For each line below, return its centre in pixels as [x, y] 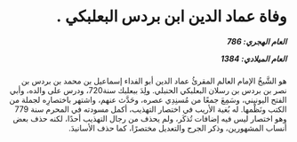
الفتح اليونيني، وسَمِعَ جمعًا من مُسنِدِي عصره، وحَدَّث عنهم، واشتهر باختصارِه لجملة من [148, 100]
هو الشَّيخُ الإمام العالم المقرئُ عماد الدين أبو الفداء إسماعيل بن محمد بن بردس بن [154, 81]
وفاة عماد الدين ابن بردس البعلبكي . [172, 16]
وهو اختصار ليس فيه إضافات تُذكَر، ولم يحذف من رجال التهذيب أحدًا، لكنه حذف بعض [150, 119]
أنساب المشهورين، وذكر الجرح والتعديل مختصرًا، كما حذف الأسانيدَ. [177, 128]
